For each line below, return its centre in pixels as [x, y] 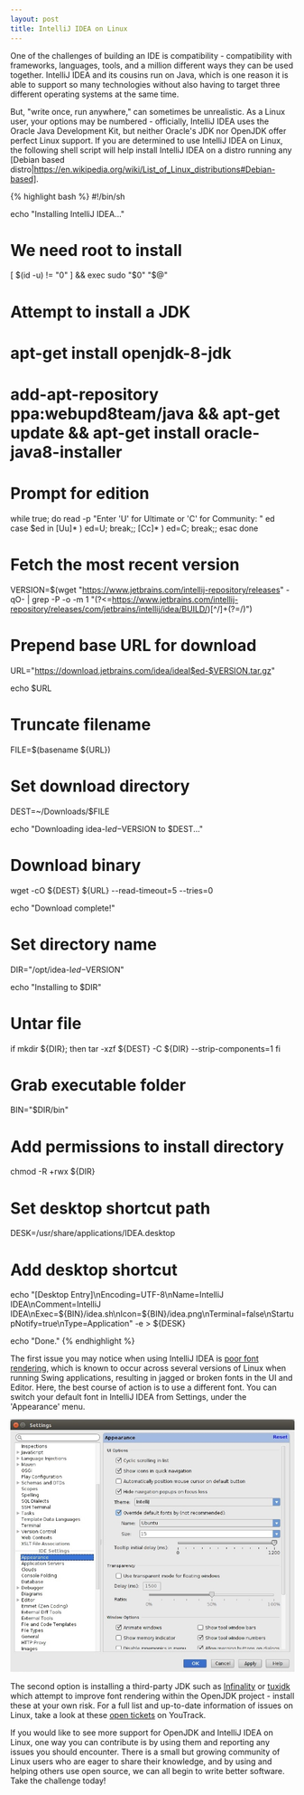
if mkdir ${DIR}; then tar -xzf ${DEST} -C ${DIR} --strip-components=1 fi [145, 1048]
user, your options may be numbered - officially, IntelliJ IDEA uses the [140, 121]
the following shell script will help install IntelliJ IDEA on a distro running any [151, 150]
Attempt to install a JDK [101, 312]
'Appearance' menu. [48, 1407]
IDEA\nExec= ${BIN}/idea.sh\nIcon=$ [78, 1314]
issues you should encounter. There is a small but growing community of [145, 1752]
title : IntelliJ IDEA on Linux [69, 28]
